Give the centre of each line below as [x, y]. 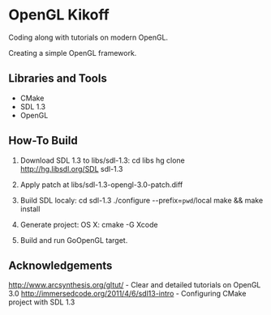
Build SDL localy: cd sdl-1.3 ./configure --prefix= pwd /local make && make [142, 200]
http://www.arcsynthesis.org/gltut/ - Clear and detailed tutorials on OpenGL [135, 285]
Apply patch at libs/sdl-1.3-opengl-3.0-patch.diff [101, 185]
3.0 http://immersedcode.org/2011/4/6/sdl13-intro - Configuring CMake [127, 294]
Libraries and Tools [58, 79]
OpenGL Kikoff [59, 15]
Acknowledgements [60, 265]
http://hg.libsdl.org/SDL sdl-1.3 [71, 168]
